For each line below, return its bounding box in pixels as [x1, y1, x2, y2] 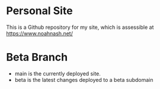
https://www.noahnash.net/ [6, 29, 73, 37]
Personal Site [6, 4, 73, 18]
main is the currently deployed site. [14, 70, 101, 77]
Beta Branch [6, 51, 68, 64]
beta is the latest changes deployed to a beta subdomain [14, 76, 153, 83]
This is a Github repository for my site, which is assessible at [6, 24, 154, 31]
